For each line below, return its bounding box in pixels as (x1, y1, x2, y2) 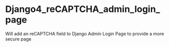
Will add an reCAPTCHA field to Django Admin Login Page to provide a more (5, 30, 164, 36)
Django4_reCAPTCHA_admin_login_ (5, 3, 160, 15)
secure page (5, 36, 32, 42)
